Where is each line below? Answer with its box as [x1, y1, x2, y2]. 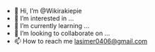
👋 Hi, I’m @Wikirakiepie [13, 7, 83, 15]
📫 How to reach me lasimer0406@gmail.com [13, 37, 148, 45]
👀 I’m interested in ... [13, 14, 74, 22]
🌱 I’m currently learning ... [13, 22, 90, 30]
